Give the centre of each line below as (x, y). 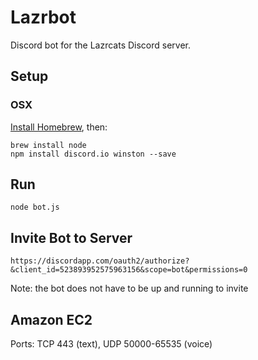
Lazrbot (43, 17)
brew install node (48, 145)
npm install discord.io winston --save (93, 154)
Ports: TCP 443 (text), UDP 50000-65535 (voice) (111, 344)
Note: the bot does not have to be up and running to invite (129, 288)
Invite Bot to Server (71, 237)
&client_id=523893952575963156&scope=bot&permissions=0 (129, 270)
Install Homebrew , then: (59, 127)
